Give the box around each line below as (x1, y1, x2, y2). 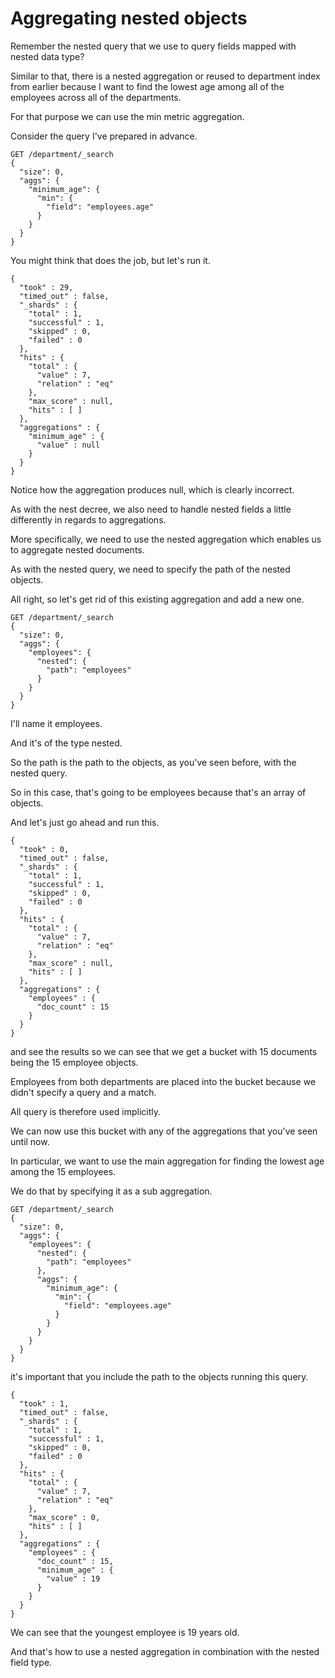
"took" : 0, (19, 844, 70, 854)
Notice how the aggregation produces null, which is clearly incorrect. (10, 483, 295, 496)
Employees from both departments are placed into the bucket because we (10, 1075, 317, 1087)
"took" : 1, (19, 1398, 70, 1409)
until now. (10, 1135, 50, 1147)
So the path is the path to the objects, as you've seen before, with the (10, 756, 297, 768)
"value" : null (36, 440, 101, 450)
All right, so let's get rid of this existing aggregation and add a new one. (10, 593, 305, 605)
